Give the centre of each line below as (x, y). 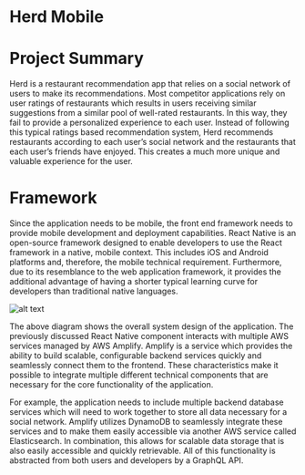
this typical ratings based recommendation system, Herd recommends (142, 132)
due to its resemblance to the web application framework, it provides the (146, 272)
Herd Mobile (57, 17)
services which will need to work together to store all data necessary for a (148, 412)
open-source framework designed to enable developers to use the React (146, 243)
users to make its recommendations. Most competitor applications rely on (147, 94)
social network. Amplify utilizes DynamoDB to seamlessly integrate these (146, 422)
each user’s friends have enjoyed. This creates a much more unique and (145, 151)
